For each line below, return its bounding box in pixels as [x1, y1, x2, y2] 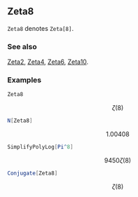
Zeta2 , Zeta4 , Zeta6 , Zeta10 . [7, 57, 89, 66]
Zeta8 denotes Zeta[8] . [7, 24, 74, 32]
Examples [7, 75, 42, 85]
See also [7, 41, 37, 51]
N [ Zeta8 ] [7, 117, 33, 125]
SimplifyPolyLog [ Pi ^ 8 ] [7, 144, 74, 151]
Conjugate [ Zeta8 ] [7, 170, 58, 177]
